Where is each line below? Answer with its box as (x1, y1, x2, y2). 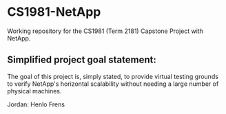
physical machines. (7, 87, 62, 95)
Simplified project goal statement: (7, 54, 156, 66)
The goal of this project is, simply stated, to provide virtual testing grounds (7, 72, 219, 80)
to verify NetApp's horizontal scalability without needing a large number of (7, 80, 219, 88)
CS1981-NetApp (7, 4, 101, 20)
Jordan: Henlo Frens (7, 100, 65, 109)
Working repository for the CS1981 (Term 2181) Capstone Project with (7, 27, 204, 35)
